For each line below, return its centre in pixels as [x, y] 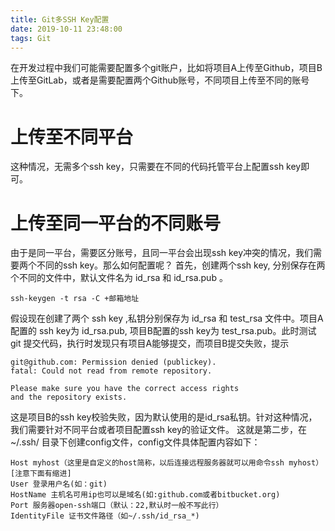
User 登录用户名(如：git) [59, 484]
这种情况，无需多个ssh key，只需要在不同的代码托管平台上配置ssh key [156, 167]
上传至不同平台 [72, 137]
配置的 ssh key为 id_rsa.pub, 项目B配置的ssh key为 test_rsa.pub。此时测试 [163, 331]
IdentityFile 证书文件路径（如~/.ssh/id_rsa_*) [105, 516]
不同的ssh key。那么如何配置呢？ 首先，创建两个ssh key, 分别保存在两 [181, 265]
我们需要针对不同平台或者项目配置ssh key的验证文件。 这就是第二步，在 [159, 430]
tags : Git [31, 38]
